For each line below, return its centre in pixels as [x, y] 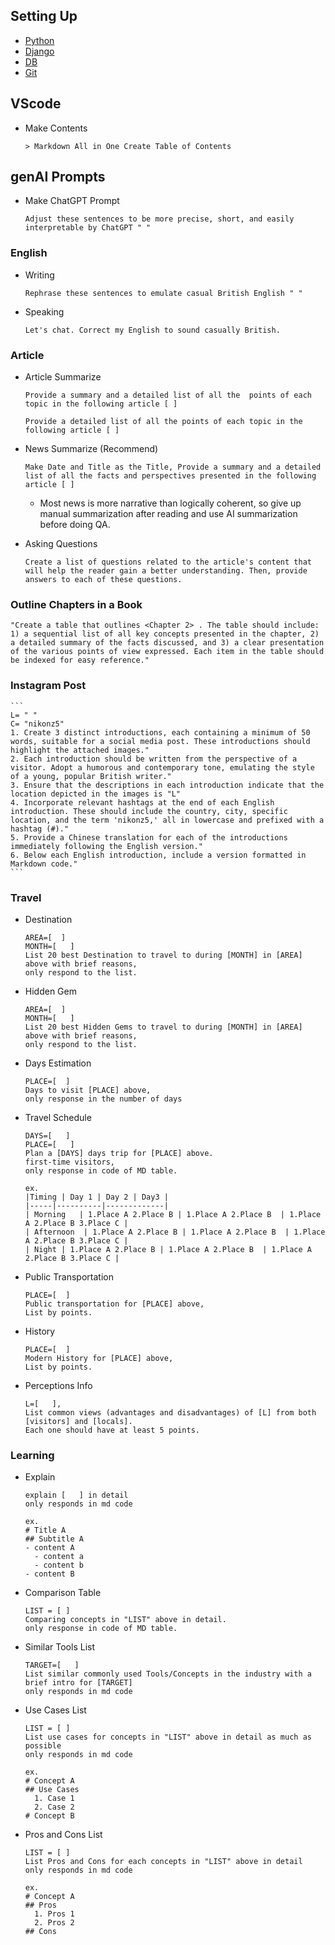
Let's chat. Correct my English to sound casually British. [152, 330]
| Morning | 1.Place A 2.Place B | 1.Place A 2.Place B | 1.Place [173, 1214]
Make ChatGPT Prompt [72, 201]
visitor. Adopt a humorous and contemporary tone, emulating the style [162, 767]
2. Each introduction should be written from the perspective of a [154, 759]
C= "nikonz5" [37, 724]
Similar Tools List [60, 1647]
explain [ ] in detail [76, 1495]
